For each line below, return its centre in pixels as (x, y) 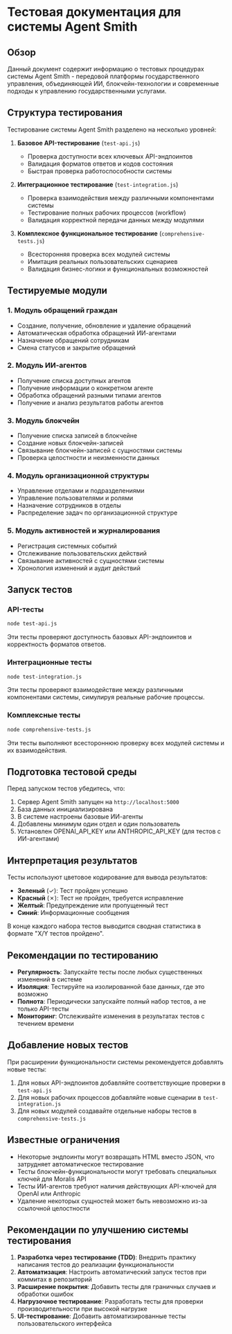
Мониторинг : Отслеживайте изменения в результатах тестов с (111, 1016)
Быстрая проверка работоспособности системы (99, 171)
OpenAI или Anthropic (49, 1193)
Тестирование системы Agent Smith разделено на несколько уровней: (112, 130)
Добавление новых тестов (68, 1046)
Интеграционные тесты (50, 662)
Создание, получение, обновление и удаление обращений (104, 326)
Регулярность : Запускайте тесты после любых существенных (110, 972)
